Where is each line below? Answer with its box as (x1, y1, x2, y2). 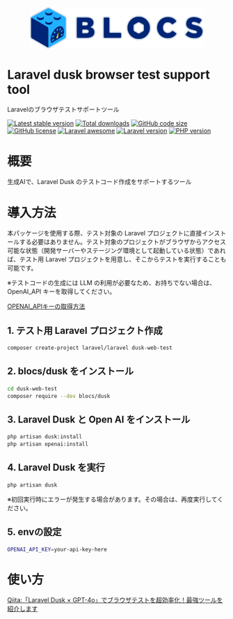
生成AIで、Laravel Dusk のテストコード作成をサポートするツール (7, 178, 192, 186)
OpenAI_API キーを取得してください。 (7, 287, 116, 296)
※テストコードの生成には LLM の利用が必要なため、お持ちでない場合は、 (7, 279, 216, 287)
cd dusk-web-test (7, 385, 58, 392)
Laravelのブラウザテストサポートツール (7, 105, 120, 114)
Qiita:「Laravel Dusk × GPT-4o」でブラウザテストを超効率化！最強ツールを (7, 596, 223, 604)
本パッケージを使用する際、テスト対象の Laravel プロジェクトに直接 (7, 229, 202, 238)
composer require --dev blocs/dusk (7, 392, 111, 399)
